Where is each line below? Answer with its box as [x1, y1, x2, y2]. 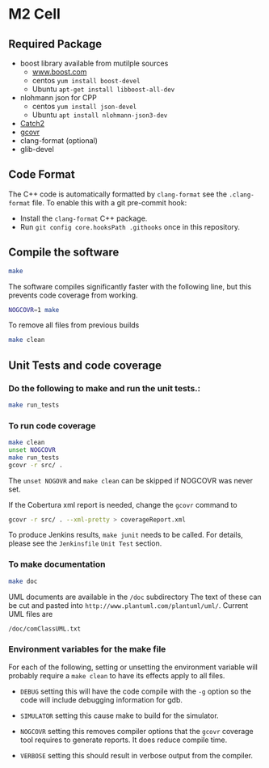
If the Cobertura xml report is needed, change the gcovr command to [8, 500, 237, 509]
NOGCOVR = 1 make [8, 306, 60, 314]
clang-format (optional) [19, 136, 99, 146]
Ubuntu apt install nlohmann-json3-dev [32, 110, 168, 120]
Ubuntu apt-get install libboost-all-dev [32, 84, 175, 94]
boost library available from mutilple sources [19, 58, 169, 68]
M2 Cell [8, 5, 61, 23]
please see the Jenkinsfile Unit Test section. [8, 538, 162, 548]
